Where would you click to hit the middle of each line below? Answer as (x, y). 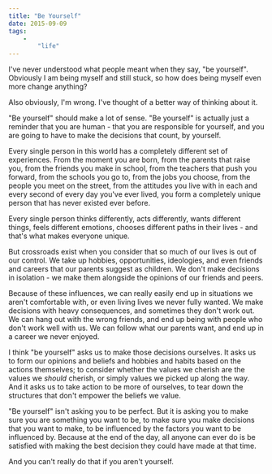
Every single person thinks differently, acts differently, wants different (125, 219)
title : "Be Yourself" (45, 16)
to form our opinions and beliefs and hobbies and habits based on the (125, 361)
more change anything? (48, 87)
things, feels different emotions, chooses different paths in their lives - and (133, 228)
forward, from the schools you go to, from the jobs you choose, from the (130, 177)
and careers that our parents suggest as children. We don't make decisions (134, 269)
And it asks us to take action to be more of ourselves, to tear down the (126, 387)
